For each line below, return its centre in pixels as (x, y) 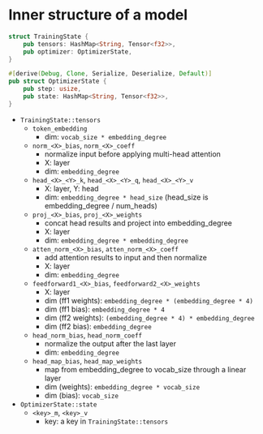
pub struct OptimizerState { (58, 82)
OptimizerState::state (58, 404)
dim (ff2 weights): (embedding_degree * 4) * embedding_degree (149, 317)
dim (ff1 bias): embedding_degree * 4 (104, 309)
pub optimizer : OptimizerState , (78, 52)
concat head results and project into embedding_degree (138, 223)
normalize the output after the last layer (110, 343)
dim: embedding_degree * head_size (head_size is (126, 197)
